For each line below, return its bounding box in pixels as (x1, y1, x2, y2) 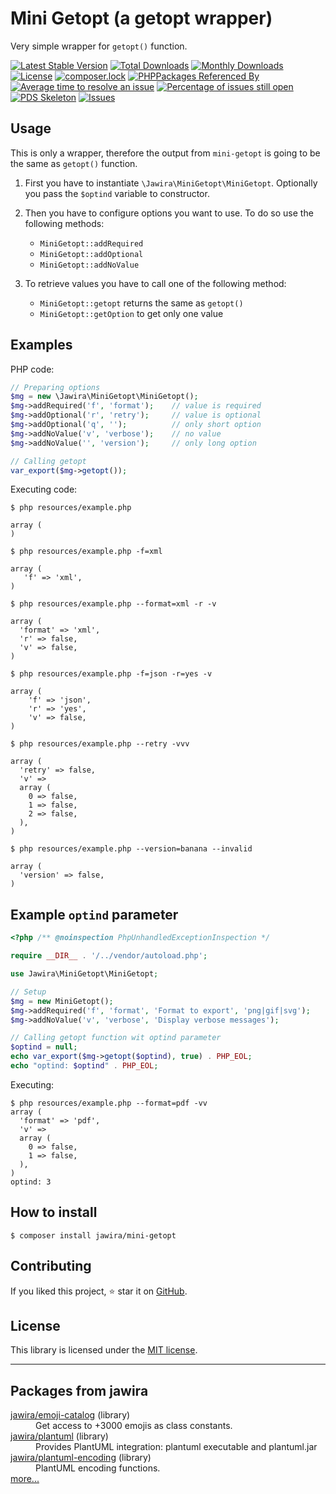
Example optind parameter (10, 906, 179, 923)
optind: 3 (10, 1177, 52, 1187)
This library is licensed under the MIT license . (10, 1344, 198, 1356)
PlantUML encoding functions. (35, 1462, 161, 1474)
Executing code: (10, 483, 78, 496)
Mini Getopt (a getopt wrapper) (10, 7, 273, 30)
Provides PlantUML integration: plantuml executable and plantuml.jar (35, 1441, 318, 1453)
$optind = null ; (10, 1042, 78, 1052)
